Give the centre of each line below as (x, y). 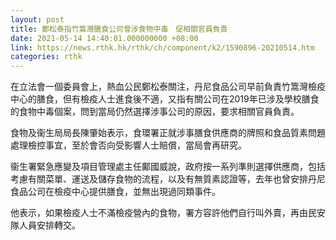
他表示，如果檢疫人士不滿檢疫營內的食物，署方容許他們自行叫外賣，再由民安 (168, 213)
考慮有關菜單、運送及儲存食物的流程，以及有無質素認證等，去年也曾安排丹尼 (168, 179)
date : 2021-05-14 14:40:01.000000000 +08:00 (104, 38)
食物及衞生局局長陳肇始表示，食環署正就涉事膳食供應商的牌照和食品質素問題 (168, 133)
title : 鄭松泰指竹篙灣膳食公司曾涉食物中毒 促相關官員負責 (119, 29)
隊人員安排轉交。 (45, 225)
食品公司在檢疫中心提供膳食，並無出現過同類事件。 (115, 192)
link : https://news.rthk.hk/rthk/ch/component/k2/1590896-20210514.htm (162, 47)
